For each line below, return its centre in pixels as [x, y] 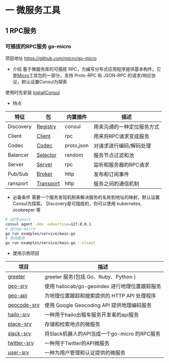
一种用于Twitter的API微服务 [77, 343]
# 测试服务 [15, 238]
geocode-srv [24, 305]
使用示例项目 [26, 253]
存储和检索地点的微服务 [72, 325]
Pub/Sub [18, 174]
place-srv [20, 324]
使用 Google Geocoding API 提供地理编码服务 [98, 305]
